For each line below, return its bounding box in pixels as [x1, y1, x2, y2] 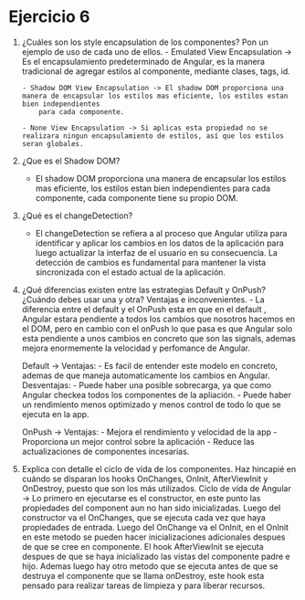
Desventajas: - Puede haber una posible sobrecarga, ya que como [21, 379, 271, 390]
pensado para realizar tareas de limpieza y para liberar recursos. [21, 580, 266, 591]
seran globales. [21, 139, 84, 148]
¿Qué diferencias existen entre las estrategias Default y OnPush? [21, 284, 267, 295]
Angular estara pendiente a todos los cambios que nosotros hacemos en [21, 313, 296, 324]
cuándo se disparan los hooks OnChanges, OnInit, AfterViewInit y [21, 473, 268, 484]
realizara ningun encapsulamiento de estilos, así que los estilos [21, 131, 284, 141]
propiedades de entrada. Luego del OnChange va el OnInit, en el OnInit [21, 521, 289, 532]
